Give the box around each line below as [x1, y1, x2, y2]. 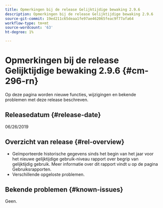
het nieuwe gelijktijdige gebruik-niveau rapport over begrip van [12, 156, 139, 162]
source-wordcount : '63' [5, 25, 54, 30]
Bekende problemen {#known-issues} [5, 185, 124, 193]
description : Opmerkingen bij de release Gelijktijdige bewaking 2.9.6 [5, 12, 153, 17]
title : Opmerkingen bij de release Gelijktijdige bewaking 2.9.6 [5, 7, 140, 12]
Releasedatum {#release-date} [5, 111, 101, 119]
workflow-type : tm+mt [5, 20, 49, 26]
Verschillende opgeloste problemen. [12, 171, 85, 177]
